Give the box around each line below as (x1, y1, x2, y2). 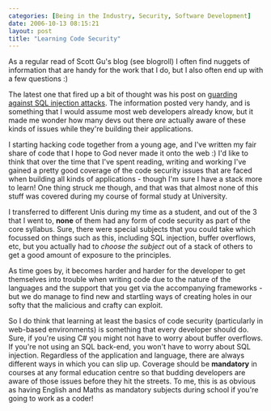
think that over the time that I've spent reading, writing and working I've (8, 157, 247, 167)
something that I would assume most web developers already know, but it (8, 107, 253, 117)
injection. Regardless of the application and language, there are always (8, 350, 245, 361)
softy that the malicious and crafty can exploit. (8, 301, 163, 310)
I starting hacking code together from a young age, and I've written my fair (8, 139, 257, 150)
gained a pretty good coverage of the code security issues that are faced (8, 165, 252, 175)
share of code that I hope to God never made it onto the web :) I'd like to (8, 148, 249, 158)
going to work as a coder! (8, 394, 95, 404)
